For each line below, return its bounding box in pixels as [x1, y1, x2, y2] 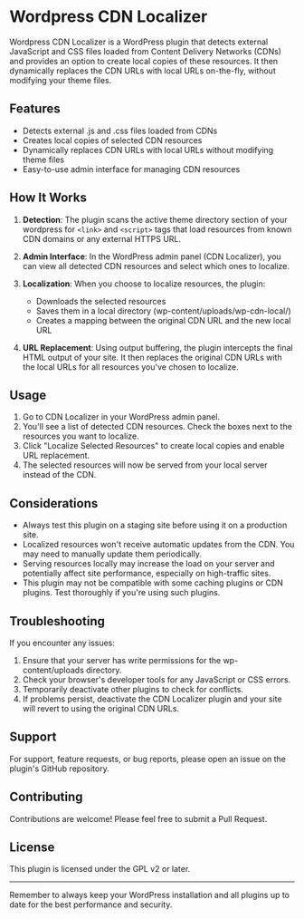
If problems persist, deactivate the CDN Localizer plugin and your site [22, 693, 282, 704]
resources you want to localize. [22, 430, 139, 441]
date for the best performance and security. [9, 899, 173, 910]
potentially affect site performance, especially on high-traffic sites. [22, 568, 271, 579]
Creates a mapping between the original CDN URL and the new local [35, 314, 291, 325]
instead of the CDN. [22, 469, 97, 480]
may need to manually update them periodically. [22, 548, 202, 559]
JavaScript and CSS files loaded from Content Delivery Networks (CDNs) [9, 45, 282, 56]
